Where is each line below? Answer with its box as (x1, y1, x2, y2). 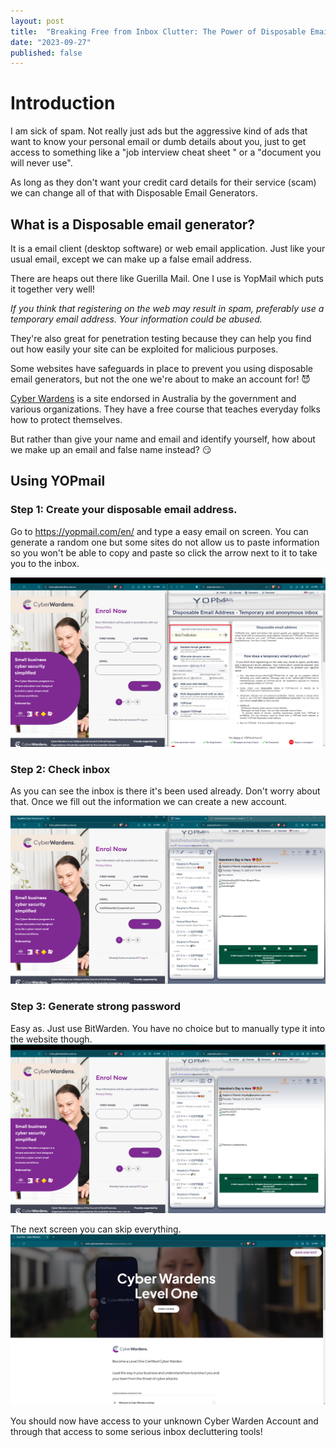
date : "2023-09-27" (10, 37, 92, 47)
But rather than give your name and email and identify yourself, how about (10, 433, 316, 445)
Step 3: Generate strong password (10, 1000, 182, 1014)
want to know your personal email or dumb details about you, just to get (10, 136, 307, 148)
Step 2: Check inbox (10, 762, 111, 776)
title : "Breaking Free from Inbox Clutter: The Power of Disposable (10, 26, 307, 37)
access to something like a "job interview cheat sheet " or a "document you (10, 146, 322, 159)
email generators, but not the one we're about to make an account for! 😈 (10, 373, 311, 385)
